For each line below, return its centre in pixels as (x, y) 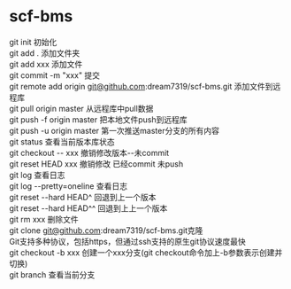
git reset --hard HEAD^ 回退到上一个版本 (83, 197)
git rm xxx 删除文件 (44, 219)
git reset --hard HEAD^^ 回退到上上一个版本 (88, 208)
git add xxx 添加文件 (46, 64)
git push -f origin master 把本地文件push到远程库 (98, 119)
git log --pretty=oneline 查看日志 (69, 186)
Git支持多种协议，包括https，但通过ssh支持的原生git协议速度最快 (127, 241)
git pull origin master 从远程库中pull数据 (81, 108)
